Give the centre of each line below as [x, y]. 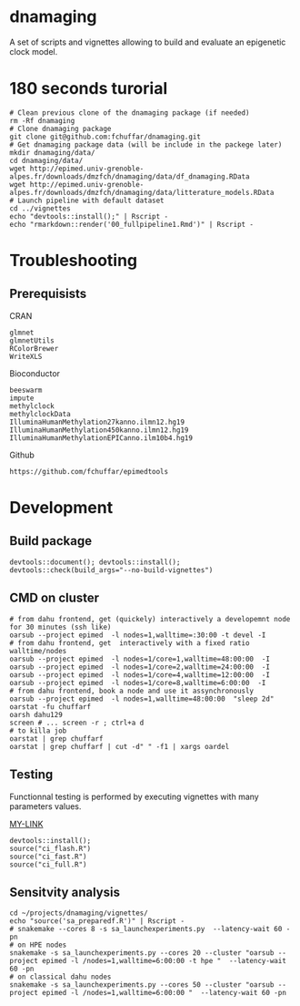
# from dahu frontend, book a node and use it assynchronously [132, 691]
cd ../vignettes [40, 208]
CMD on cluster [55, 598]
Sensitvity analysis [65, 892]
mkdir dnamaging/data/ [52, 152]
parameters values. [45, 806]
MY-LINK [26, 824]
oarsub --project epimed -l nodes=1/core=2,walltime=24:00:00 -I [140, 667]
